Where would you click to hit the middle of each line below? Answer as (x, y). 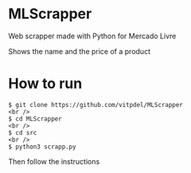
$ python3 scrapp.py (43, 147)
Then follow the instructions (54, 161)
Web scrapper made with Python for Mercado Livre (92, 36)
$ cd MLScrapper (35, 119)
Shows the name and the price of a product (80, 51)
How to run (45, 84)
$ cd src (23, 132)
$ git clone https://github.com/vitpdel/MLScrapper (95, 104)
